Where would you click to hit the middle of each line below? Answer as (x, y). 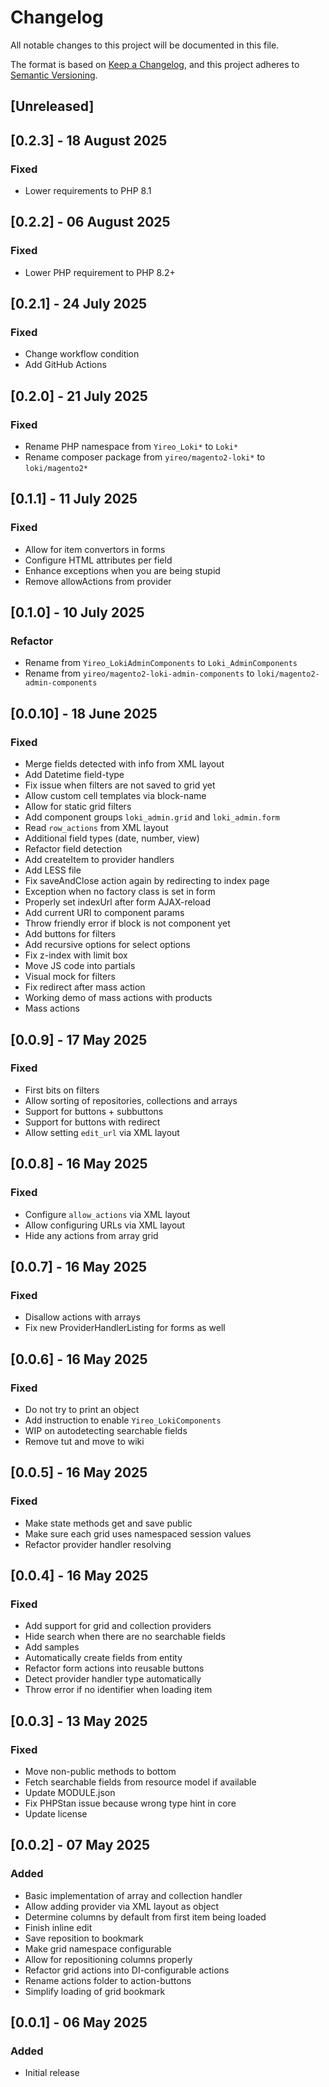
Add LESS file (53, 870)
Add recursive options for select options (107, 945)
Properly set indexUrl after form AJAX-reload (118, 902)
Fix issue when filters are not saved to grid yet (120, 785)
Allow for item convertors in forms (95, 549)
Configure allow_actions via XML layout (107, 1214)
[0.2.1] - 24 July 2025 (79, 304)
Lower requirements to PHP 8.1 (88, 191)
